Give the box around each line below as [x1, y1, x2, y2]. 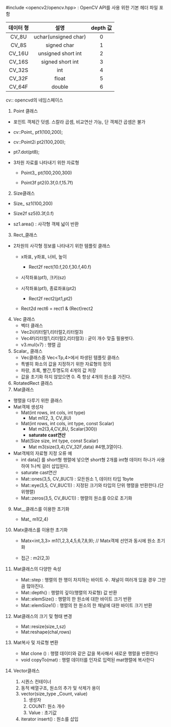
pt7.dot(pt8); [13, 149, 40, 155]
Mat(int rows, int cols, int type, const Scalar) [20, 421, 115, 426]
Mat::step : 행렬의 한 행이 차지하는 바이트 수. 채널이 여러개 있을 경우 [20, 577, 157, 583]
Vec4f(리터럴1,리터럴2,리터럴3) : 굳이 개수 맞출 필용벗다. [20, 335, 135, 341]
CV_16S [9, 58, 29, 65]
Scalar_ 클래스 [13, 348, 43, 354]
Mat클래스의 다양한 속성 [13, 566, 61, 572]
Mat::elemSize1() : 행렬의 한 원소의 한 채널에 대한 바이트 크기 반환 [20, 603, 153, 608]
